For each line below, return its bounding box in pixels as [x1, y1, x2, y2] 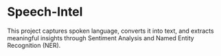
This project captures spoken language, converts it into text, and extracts [7, 27, 214, 35]
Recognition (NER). [7, 41, 61, 49]
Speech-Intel [7, 4, 83, 20]
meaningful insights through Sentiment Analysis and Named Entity [7, 33, 194, 42]
